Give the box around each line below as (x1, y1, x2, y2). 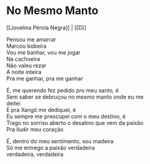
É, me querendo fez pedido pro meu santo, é (6, 86, 119, 94)
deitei (6, 99, 21, 107)
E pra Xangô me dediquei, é (6, 106, 77, 113)
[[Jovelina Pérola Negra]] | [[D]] (6, 24, 87, 31)
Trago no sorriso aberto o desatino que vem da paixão (6, 119, 144, 126)
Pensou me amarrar (6, 35, 56, 43)
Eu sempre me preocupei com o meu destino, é (6, 113, 126, 120)
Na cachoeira (6, 55, 40, 62)
